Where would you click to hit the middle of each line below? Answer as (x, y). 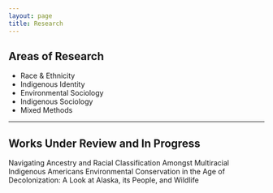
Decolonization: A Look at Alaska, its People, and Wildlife (104, 180)
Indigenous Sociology (56, 101)
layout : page (30, 16)
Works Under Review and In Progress (104, 143)
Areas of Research (56, 56)
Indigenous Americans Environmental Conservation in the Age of (117, 172)
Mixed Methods (46, 110)
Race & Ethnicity (48, 76)
